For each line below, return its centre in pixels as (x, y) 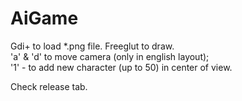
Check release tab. (49, 86)
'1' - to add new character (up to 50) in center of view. (121, 67)
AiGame (44, 18)
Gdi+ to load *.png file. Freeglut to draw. (92, 46)
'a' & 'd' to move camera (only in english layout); (110, 56)
